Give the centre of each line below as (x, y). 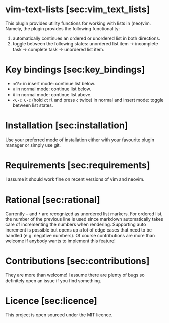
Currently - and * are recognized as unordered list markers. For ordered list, (84, 214)
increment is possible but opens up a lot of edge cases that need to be (79, 230)
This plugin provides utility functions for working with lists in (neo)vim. (78, 23)
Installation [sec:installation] (67, 126)
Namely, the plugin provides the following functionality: (63, 28)
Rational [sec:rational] (53, 199)
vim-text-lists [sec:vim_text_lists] (78, 9)
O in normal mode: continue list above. (52, 94)
